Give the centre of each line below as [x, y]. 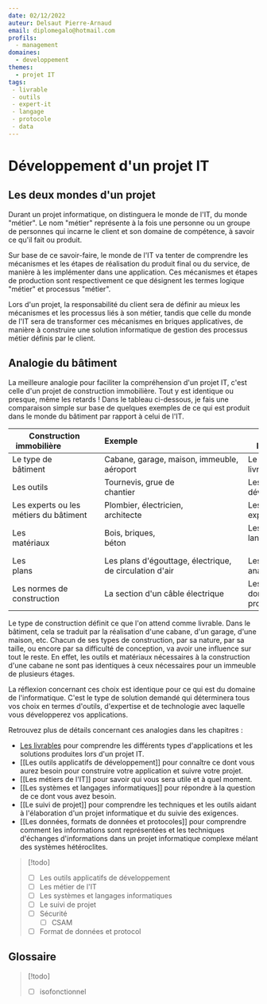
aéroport [121, 469]
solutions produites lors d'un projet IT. [82, 753]
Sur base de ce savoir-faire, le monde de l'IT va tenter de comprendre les [128, 255]
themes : [21, 68]
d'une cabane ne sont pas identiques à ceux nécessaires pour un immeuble [132, 665]
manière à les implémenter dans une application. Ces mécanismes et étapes [133, 272]
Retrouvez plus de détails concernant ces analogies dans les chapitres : [126, 730]
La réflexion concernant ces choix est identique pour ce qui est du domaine [132, 689]
